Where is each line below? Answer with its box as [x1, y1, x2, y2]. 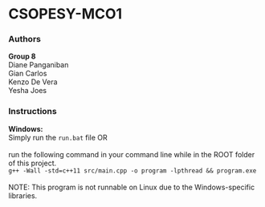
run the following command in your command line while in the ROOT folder [8, 149, 255, 159]
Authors [8, 34, 42, 45]
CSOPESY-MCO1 [8, 5, 123, 23]
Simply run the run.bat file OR [8, 132, 108, 142]
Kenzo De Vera [8, 77, 58, 87]
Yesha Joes [8, 86, 47, 95]
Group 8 [8, 51, 36, 61]
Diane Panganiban [8, 60, 69, 70]
